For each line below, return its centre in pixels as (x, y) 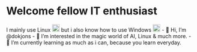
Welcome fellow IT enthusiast (82, 11)
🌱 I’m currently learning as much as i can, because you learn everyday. (94, 42)
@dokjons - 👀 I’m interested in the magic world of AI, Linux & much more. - (99, 36)
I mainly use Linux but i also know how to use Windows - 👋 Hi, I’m (96, 30)
